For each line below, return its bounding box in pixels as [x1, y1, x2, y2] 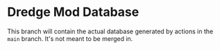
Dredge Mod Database [7, 4, 139, 20]
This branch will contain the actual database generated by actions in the [7, 27, 214, 35]
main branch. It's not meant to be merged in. [7, 34, 133, 42]
